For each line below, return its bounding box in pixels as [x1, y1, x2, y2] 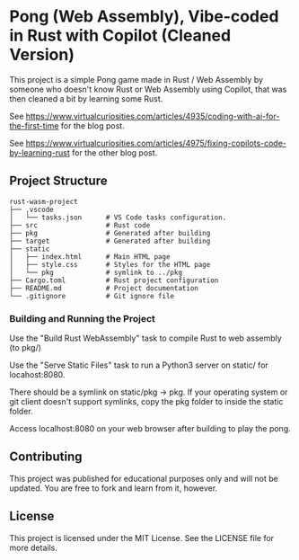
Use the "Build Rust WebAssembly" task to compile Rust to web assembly [9, 333, 283, 343]
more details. [9, 542, 58, 553]
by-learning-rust [9, 147, 70, 158]
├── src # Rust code [9, 220, 151, 230]
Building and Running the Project [9, 312, 155, 324]
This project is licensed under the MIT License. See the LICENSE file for [9, 532, 275, 543]
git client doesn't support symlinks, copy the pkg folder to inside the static [9, 396, 284, 407]
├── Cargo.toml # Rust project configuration [9, 276, 219, 285]
